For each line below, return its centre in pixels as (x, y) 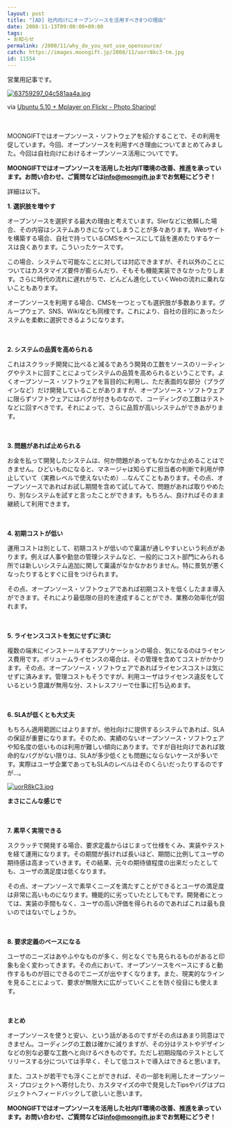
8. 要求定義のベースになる (44, 941)
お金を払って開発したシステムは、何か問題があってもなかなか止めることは (113, 460)
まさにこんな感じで (35, 801)
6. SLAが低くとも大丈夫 (41, 714)
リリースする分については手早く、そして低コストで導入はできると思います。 (116, 1061)
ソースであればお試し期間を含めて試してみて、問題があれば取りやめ (122, 486)
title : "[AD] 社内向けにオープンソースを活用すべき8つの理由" (87, 20)
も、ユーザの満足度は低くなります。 (58, 871)
